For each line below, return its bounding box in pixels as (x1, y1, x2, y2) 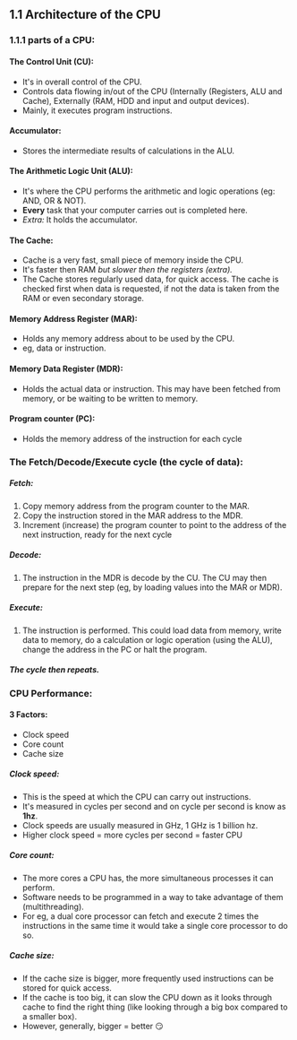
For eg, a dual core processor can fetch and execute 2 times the (21, 910, 259, 922)
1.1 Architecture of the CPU (9, 7, 161, 22)
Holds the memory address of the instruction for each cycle (21, 433, 242, 444)
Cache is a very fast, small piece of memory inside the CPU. (21, 255, 244, 265)
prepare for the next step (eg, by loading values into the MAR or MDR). (21, 582, 283, 593)
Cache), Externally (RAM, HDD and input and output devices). (21, 95, 250, 106)
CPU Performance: (9, 687, 93, 699)
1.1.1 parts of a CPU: (9, 34, 96, 47)
